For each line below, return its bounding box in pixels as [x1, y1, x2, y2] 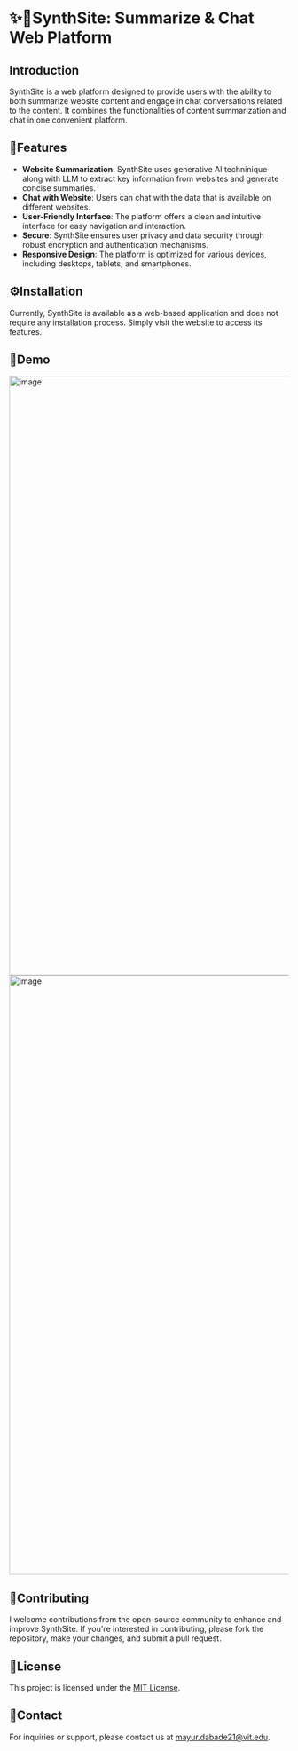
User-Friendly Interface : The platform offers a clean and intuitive [21, 210, 262, 221]
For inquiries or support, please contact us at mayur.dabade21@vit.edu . [9, 1731, 271, 1742]
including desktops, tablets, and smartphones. [21, 257, 192, 269]
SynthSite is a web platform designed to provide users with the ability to [9, 86, 272, 97]
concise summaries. [21, 182, 96, 194]
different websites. [21, 202, 91, 212]
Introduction [9, 62, 80, 78]
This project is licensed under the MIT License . [9, 1683, 181, 1693]
